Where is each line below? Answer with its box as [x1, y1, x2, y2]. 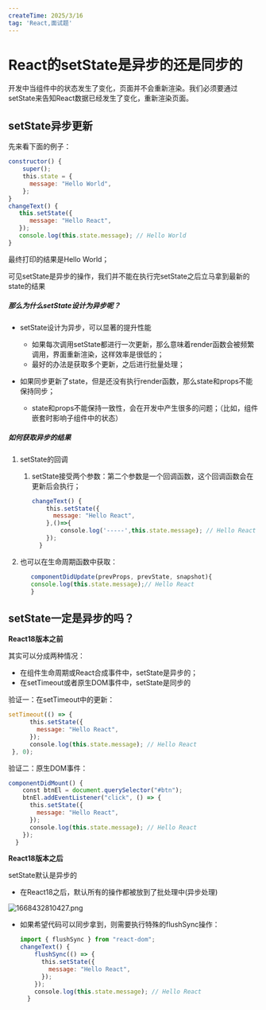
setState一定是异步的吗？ [8, 611, 135, 625]
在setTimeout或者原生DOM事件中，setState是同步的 [19, 678, 191, 688]
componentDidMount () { [8, 779, 83, 787]
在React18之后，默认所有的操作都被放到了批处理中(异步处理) [19, 887, 218, 897]
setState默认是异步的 [8, 871, 78, 880]
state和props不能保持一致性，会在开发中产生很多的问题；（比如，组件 [31, 403, 259, 412]
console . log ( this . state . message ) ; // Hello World [18, 232, 187, 240]
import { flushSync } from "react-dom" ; [19, 936, 156, 944]
